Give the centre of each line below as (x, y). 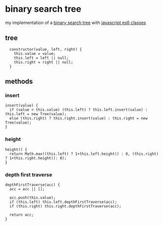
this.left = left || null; (41, 58)
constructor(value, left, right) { (46, 49)
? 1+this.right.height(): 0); (36, 158)
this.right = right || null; (44, 62)
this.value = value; (35, 53)
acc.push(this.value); (33, 198)
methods (19, 82)
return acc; (22, 215)
